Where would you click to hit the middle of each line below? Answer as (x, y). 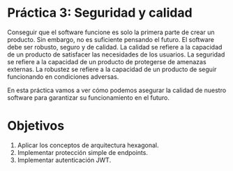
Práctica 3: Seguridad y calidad (100, 13)
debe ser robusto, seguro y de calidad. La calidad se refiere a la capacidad (115, 47)
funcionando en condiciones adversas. (63, 76)
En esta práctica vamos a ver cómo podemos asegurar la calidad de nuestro (117, 90)
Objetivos (36, 126)
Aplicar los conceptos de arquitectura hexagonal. (88, 145)
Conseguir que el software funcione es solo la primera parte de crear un (111, 32)
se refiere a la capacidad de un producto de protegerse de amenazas (107, 61)
